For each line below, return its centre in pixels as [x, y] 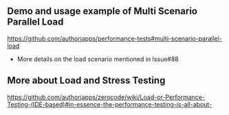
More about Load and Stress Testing [86, 80]
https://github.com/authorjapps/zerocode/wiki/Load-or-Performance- [106, 97]
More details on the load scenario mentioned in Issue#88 [98, 59]
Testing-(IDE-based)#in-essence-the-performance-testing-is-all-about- [110, 104]
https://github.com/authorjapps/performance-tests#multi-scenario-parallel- [115, 38]
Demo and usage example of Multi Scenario [102, 11]
